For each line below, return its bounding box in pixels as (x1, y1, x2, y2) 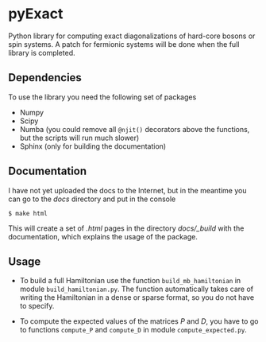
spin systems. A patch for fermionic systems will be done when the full (8, 39, 240, 49)
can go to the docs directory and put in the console (8, 194, 176, 204)
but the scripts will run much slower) (19, 133, 140, 142)
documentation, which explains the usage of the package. (8, 231, 199, 241)
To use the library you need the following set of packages (8, 92, 197, 102)
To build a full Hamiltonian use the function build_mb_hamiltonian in (19, 276, 241, 286)
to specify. (19, 301, 55, 311)
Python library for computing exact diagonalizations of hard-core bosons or (8, 31, 256, 41)
